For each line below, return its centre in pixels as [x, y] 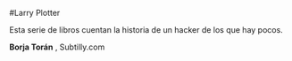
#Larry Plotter [35, 13]
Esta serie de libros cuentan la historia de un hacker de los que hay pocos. [146, 30]
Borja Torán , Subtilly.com [57, 47]
